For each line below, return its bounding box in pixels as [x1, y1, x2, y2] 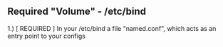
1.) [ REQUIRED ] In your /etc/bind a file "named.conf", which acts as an [7, 24, 217, 32]
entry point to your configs [7, 32, 85, 40]
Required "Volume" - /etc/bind [7, 6, 146, 18]
